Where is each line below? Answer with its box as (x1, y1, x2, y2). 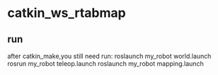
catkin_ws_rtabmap (7, 5, 126, 21)
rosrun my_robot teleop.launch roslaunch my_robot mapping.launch (7, 59, 204, 68)
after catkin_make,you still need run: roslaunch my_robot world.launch (7, 52, 212, 60)
